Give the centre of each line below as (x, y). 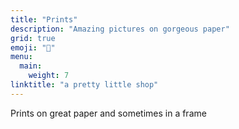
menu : (21, 57)
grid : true (33, 38)
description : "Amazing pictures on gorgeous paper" (120, 29)
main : (31, 66)
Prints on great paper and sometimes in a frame (108, 113)
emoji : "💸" (33, 47)
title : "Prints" (44, 19)
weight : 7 (49, 76)
